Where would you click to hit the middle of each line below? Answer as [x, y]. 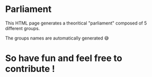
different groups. [23, 28]
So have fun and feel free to [64, 58]
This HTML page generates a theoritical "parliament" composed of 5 [76, 23]
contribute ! [30, 69]
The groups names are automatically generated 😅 [57, 38]
